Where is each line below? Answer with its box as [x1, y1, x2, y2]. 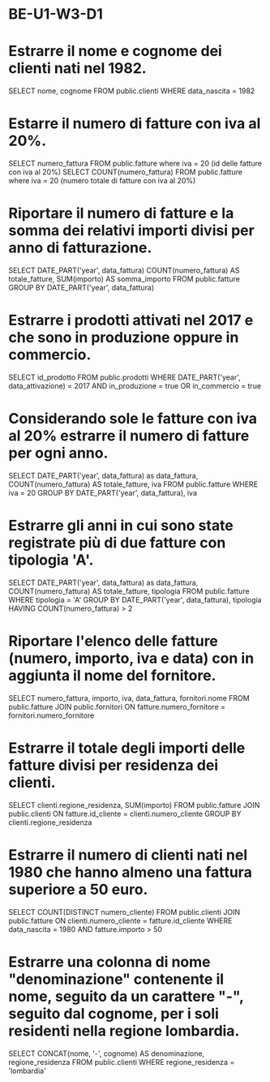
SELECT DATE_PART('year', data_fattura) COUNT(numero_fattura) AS [8, 265, 240, 275]
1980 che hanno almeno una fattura [8, 863, 253, 881]
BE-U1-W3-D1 [8, 5, 104, 24]
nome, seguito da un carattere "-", [8, 987, 244, 1006]
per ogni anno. [8, 444, 109, 462]
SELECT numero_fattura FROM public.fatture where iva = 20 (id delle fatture [8, 159, 262, 169]
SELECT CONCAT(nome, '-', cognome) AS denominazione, [8, 1048, 205, 1058]
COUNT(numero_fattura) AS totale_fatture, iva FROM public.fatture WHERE [8, 479, 258, 489]
